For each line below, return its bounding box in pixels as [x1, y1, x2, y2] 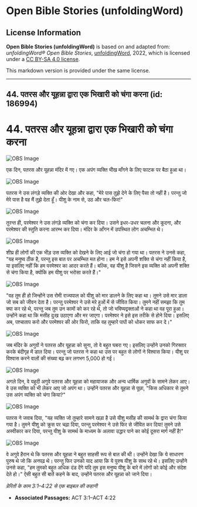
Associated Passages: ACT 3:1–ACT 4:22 [14, 494, 116, 501]
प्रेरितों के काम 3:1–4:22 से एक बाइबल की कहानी [6, 482, 98, 489]
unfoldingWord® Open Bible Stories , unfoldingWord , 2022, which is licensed [6, 49, 191, 56]
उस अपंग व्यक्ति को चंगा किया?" [6, 391, 66, 398]
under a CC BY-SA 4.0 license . [6, 56, 80, 62]
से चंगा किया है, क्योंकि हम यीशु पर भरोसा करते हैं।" [6, 269, 101, 276]
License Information [6, 28, 81, 38]
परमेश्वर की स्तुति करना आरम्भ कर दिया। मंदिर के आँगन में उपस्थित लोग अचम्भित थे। [6, 226, 164, 233]
